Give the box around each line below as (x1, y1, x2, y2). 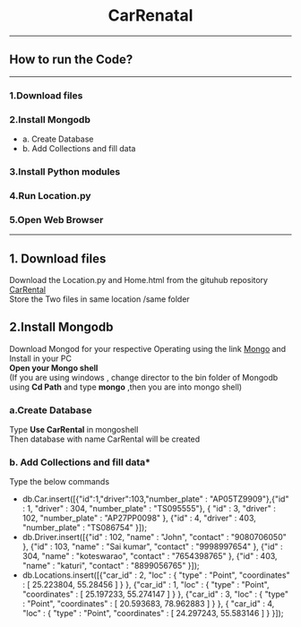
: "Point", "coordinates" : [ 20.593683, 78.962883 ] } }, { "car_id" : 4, (21, 598, 275, 609)
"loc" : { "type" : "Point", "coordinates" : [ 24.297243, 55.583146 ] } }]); (21, 608, 284, 619)
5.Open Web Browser (9, 213, 104, 226)
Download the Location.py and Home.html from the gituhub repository (9, 274, 269, 285)
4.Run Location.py (9, 189, 91, 202)
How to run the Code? (9, 52, 133, 67)
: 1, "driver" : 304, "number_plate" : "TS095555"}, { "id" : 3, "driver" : (21, 503, 276, 514)
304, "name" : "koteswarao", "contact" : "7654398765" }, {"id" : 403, (21, 551, 278, 562)
